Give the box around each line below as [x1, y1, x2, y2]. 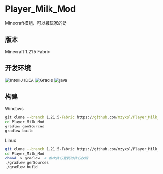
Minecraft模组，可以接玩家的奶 [5, 20, 67, 26]
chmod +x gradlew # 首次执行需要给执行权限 [5, 156, 88, 160]
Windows [5, 106, 24, 111]
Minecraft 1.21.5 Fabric [5, 48, 50, 54]
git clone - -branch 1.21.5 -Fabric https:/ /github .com [5, 115, 116, 120]
